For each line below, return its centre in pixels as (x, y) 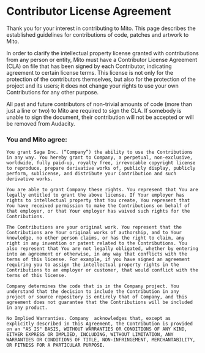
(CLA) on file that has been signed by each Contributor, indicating (89, 66)
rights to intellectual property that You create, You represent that (98, 200)
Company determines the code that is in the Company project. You (93, 286)
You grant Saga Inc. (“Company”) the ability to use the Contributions (99, 152)
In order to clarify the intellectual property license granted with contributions (102, 53)
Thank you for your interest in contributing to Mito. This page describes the (101, 28)
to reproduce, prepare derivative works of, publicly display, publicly (101, 169)
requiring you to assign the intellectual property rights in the (93, 265)
